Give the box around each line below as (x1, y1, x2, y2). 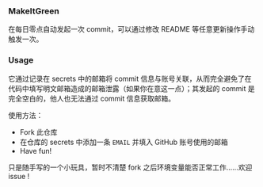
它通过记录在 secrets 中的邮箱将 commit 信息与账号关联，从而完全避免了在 (8, 74, 252, 83)
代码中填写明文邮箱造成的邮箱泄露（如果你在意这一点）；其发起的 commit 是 (8, 83, 255, 93)
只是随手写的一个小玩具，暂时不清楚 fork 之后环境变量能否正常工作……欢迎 (8, 162, 253, 172)
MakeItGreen (8, 6, 59, 17)
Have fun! (19, 146, 52, 155)
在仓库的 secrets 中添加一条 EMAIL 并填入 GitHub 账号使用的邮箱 (19, 137, 228, 147)
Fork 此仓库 (19, 127, 58, 136)
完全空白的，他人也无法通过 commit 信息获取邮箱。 (8, 93, 176, 103)
